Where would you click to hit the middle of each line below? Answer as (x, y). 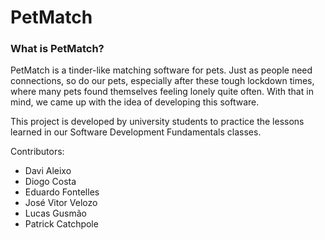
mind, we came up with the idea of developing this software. (135, 102)
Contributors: (37, 152)
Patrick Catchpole (61, 224)
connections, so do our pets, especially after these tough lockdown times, (162, 81)
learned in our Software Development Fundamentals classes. (136, 132)
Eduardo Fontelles (62, 192)
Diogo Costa (50, 182)
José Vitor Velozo (61, 203)
